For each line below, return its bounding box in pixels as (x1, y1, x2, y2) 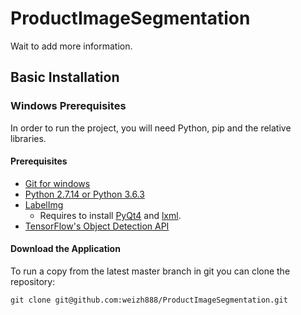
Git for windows (24, 177, 91, 189)
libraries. (10, 132, 47, 144)
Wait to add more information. (10, 40, 133, 52)
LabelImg (24, 198, 64, 211)
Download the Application (10, 243, 121, 255)
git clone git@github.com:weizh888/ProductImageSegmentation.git (10, 295, 288, 306)
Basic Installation (10, 69, 120, 86)
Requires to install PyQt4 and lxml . (39, 209, 182, 221)
